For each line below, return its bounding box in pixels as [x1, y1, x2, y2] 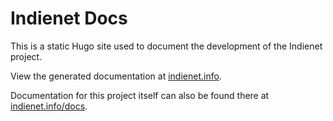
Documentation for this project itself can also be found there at [10, 89, 270, 101]
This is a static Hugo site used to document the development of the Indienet [10, 40, 323, 52]
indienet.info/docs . [10, 100, 88, 112]
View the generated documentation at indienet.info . [10, 70, 222, 82]
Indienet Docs [10, 7, 128, 30]
